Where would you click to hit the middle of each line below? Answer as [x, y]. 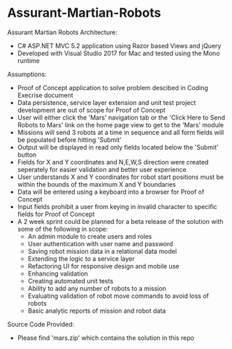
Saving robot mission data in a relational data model [102, 251]
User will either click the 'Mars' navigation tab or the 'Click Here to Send [121, 117]
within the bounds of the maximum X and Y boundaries [96, 184]
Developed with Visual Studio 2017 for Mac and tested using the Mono [118, 53]
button [27, 155]
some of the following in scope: [63, 229]
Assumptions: [27, 74]
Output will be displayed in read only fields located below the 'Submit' [118, 147]
